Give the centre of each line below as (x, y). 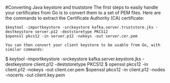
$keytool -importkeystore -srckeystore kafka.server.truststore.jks (79, 27)
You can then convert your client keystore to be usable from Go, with (83, 45)
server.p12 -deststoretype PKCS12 (72, 32)
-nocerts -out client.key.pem (35, 75)
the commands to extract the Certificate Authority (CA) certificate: (75, 18)
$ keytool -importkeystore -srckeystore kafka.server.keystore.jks (73, 59)
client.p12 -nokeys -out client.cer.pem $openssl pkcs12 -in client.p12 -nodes (85, 70)
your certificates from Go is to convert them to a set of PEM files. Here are (83, 13)
